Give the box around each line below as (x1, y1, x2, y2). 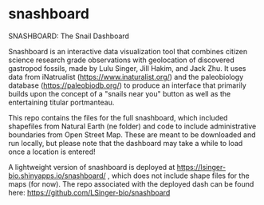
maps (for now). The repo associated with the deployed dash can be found (8, 179, 254, 188)
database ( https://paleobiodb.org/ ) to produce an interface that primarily (8, 81, 247, 90)
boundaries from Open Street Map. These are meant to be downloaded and (8, 129, 256, 140)
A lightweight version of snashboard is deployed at (8, 162, 175, 171)
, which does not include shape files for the (107, 171, 250, 180)
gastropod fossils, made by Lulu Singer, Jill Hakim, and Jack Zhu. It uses (8, 63, 246, 73)
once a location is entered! (8, 147, 96, 156)
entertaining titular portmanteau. (8, 97, 115, 107)
